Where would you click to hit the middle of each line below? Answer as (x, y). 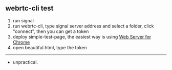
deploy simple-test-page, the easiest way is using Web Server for (82, 37)
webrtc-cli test (29, 8)
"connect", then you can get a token (51, 31)
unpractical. (25, 62)
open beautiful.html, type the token (50, 47)
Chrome (21, 42)
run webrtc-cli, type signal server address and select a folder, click (83, 26)
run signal (23, 20)
